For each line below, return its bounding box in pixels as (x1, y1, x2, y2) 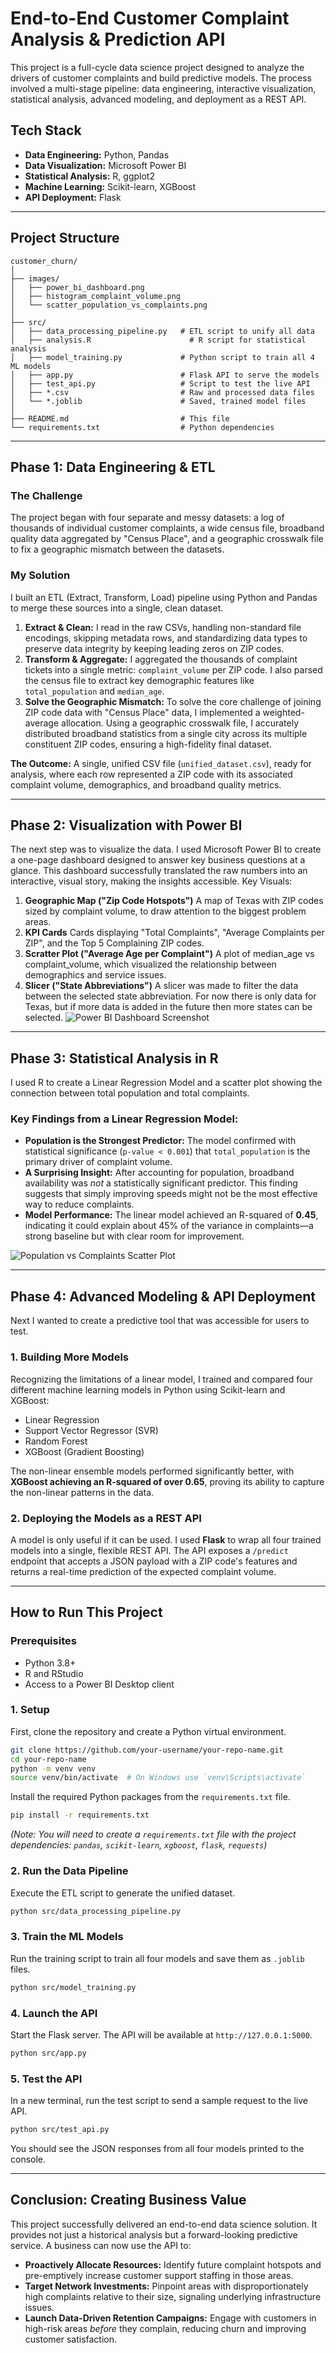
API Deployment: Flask (24, 191, 122, 203)
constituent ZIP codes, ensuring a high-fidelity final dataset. (24, 738, 272, 750)
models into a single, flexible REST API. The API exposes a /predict (10, 1544, 289, 1556)
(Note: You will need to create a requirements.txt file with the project (10, 1828, 297, 1841)
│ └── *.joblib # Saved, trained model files (10, 396, 307, 406)
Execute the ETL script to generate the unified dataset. (10, 1887, 236, 1899)
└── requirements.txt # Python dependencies (10, 422, 275, 432)
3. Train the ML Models (10, 1930, 124, 1944)
